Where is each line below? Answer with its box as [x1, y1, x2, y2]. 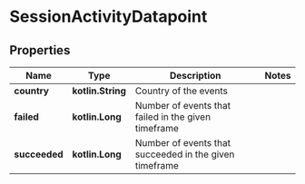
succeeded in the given [134, 148, 235, 160]
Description [169, 70, 221, 82]
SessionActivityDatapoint [9, 6, 208, 27]
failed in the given [134, 111, 212, 123]
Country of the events [134, 84, 229, 97]
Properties [9, 43, 71, 58]
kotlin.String [72, 84, 127, 97]
